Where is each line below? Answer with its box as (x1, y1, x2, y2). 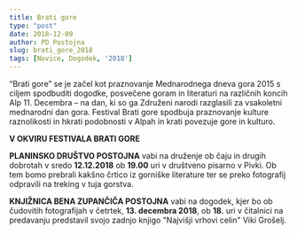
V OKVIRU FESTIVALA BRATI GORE (9, 134, 140, 144)
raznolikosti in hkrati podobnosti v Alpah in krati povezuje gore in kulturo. (9, 116, 276, 127)
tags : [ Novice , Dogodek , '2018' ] (9, 54, 133, 63)
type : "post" (9, 21, 58, 30)
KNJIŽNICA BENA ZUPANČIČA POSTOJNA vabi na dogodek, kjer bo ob (9, 196, 273, 207)
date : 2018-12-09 (9, 29, 74, 38)
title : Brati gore (9, 12, 77, 22)
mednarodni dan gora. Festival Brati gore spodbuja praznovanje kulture (9, 107, 269, 117)
